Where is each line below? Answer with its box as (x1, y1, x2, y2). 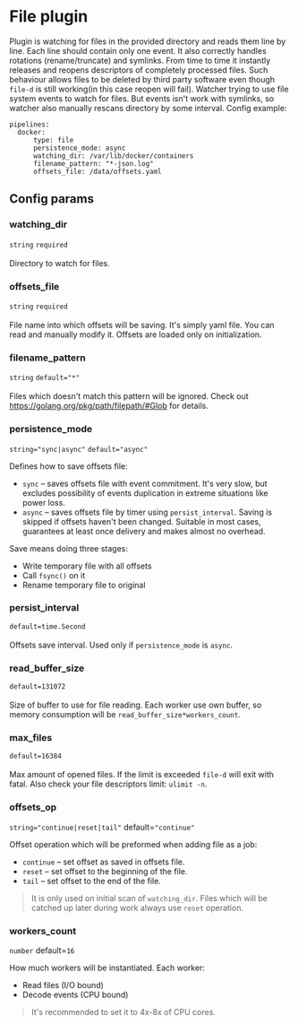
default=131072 (9, 682, 66, 691)
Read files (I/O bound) (21, 980, 105, 990)
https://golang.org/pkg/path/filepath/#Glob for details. (9, 401, 209, 412)
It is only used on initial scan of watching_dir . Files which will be (30, 892, 268, 903)
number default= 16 (9, 945, 75, 956)
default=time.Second (9, 621, 87, 631)
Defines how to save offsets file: (9, 460, 128, 472)
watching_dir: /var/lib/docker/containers (32, 151, 194, 161)
